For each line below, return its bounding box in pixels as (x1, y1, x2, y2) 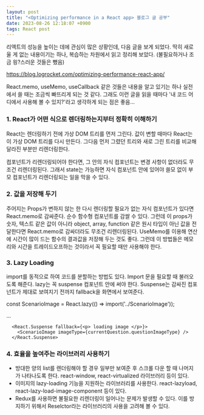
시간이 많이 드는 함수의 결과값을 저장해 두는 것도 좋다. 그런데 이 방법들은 (12, 235, 183, 242)
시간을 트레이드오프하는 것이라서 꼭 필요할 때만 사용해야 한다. (17, 242, 162, 250)
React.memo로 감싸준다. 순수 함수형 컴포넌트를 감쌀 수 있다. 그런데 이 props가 (6, 212, 193, 219)
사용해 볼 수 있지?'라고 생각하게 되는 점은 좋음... (22, 98, 135, 106)
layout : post (6, 9, 39, 15)
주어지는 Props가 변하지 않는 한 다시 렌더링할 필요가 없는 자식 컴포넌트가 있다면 (6, 205, 194, 212)
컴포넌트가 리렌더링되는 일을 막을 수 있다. (12, 173, 110, 180)
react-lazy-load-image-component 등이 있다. (15, 387, 127, 395)
